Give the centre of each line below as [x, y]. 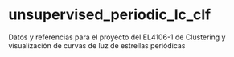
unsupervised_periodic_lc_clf [110, 15]
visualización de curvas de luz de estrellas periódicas [97, 45]
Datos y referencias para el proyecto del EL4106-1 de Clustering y [117, 37]
